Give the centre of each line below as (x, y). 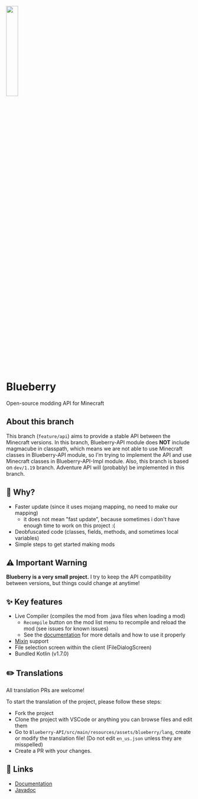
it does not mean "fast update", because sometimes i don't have (102, 519)
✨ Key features (35, 602)
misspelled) (29, 744)
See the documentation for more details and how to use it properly (104, 635)
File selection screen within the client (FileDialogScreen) (83, 648)
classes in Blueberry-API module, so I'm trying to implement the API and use (99, 454)
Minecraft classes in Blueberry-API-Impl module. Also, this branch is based (98, 461)
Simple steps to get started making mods (65, 544)
